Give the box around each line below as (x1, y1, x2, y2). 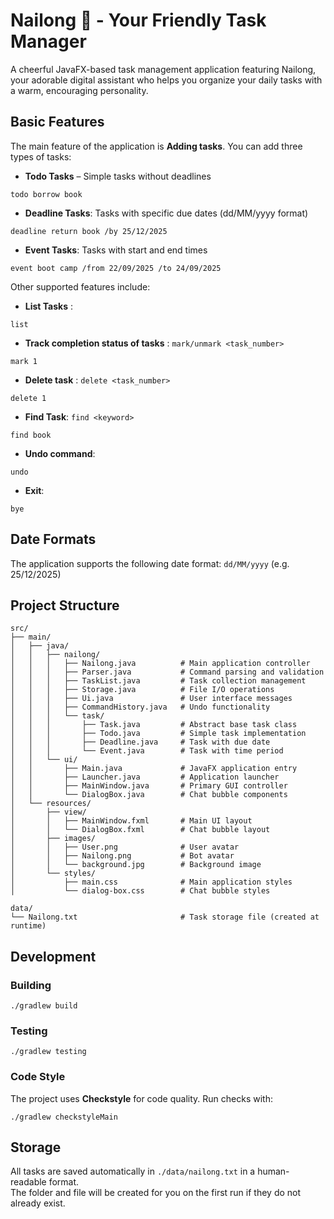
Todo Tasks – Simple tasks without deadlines (24, 170, 212, 182)
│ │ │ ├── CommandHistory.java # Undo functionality (10, 702, 271, 713)
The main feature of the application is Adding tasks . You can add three (10, 140, 303, 152)
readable (10, 1176, 47, 1188)
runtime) (10, 921, 47, 931)
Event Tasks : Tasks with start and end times (24, 244, 208, 256)
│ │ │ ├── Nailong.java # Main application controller (10, 659, 311, 669)
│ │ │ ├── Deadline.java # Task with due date (10, 737, 271, 748)
